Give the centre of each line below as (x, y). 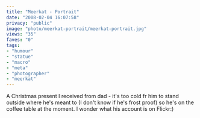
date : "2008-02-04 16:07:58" (43, 17)
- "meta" (17, 68)
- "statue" (20, 57)
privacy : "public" (29, 23)
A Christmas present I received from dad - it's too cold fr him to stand (93, 96)
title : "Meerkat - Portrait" (43, 12)
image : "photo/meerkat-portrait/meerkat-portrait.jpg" (77, 29)
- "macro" (19, 62)
